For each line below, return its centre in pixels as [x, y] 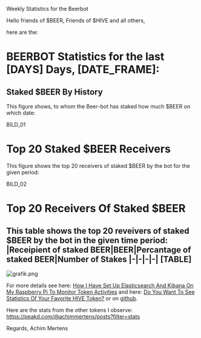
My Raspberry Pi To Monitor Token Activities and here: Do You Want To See [100, 292]
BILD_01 [16, 124]
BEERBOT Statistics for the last [85, 57]
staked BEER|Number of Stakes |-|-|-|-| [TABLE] [99, 259]
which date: [21, 113]
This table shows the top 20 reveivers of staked [98, 230]
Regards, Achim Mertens [37, 328]
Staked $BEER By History [54, 92]
